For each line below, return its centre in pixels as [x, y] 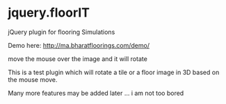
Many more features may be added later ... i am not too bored [96, 93]
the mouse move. [33, 79]
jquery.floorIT [49, 13]
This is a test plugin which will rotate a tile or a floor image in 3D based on [114, 72]
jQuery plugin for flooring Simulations [62, 32]
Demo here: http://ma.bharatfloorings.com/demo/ [79, 45]
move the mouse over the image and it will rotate [78, 59]
